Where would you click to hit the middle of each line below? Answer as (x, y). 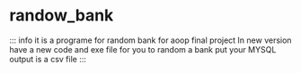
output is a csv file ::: (48, 59)
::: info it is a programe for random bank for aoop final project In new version (150, 40)
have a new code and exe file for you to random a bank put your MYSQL (143, 49)
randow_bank (62, 16)
